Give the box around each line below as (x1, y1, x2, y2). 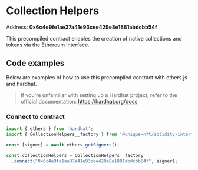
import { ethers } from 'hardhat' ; (6, 126, 94, 132)
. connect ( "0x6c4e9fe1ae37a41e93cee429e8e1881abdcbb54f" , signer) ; (11, 158, 178, 164)
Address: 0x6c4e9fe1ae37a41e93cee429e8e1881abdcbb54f (6, 24, 157, 31)
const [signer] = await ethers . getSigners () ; (6, 142, 120, 148)
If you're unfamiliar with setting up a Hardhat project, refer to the (20, 91, 178, 98)
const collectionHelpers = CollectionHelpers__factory (6, 152, 144, 158)
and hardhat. (6, 80, 37, 87)
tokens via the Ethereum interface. (6, 41, 90, 48)
